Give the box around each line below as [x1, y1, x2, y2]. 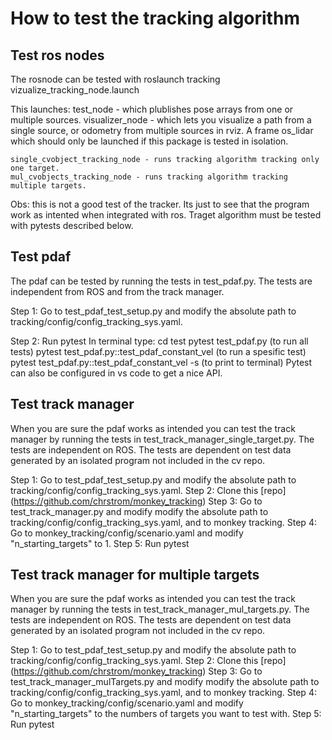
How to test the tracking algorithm [10, 7, 300, 30]
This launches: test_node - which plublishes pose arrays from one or [10, 103, 294, 115]
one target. [10, 163, 60, 173]
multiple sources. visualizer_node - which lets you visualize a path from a [10, 114, 312, 126]
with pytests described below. [10, 220, 134, 231]
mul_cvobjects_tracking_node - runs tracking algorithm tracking [10, 172, 288, 182]
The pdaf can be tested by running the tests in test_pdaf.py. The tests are [10, 275, 313, 287]
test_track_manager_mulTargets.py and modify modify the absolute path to [10, 676, 320, 688]
